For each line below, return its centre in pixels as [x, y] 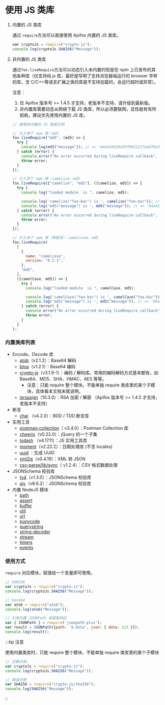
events [26, 547]
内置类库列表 [20, 343]
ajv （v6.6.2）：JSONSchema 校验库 [55, 483]
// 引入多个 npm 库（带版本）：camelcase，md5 [55, 238]
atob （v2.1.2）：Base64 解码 [48, 360]
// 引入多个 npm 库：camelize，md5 [46, 179]
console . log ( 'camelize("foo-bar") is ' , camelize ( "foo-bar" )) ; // [91, 201]
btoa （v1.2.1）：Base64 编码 [47, 366]
